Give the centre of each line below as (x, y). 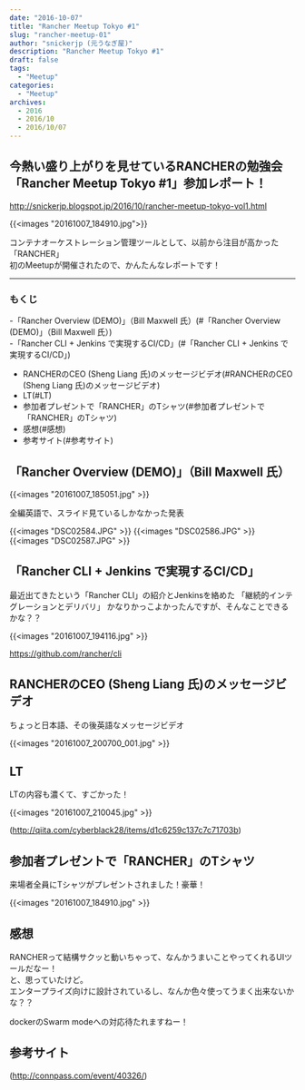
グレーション (33, 606)
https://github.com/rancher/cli (66, 653)
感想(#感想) (44, 429)
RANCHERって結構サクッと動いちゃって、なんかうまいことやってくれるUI (147, 957)
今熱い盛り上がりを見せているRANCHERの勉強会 (146, 167)
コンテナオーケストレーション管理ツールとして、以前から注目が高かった (144, 242)
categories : (32, 85)
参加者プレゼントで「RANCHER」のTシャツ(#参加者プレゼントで (144, 407)
